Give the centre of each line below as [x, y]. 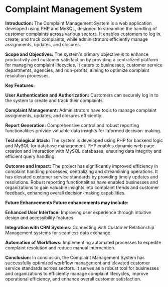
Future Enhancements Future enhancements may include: [67, 203]
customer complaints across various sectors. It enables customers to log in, [83, 34]
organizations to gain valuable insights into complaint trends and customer [82, 187]
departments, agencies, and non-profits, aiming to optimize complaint [77, 70]
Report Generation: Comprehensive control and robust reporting [72, 125]
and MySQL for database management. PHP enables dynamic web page [80, 146]
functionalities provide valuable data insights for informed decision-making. [83, 130]
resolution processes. [28, 75]
